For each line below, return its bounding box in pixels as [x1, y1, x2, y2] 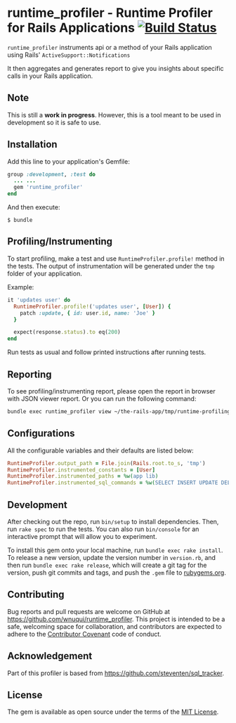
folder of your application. [7, 269, 82, 278]
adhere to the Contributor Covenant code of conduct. [7, 630, 162, 638]
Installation [7, 138, 58, 150]
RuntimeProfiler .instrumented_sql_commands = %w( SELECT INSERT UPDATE [7, 479, 218, 486]
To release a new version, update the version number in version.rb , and [7, 553, 216, 561]
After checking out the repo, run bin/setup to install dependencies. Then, [7, 517, 219, 526]
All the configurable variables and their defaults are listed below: [7, 446, 194, 455]
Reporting [7, 368, 52, 380]
